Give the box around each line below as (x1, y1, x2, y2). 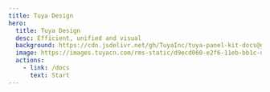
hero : (8, 19, 27, 27)
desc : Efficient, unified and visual (15, 34, 142, 42)
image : (15, 49, 38, 57)
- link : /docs (22, 64, 70, 72)
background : (15, 42, 56, 50)
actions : (15, 57, 45, 65)
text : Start (29, 71, 70, 79)
